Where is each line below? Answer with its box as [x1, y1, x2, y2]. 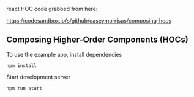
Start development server [6, 73, 71, 81]
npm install [6, 62, 37, 69]
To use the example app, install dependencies [6, 51, 122, 58]
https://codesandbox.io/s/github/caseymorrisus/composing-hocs [6, 17, 172, 24]
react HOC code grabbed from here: [6, 5, 98, 12]
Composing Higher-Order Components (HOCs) [6, 35, 188, 45]
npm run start [6, 85, 43, 91]
